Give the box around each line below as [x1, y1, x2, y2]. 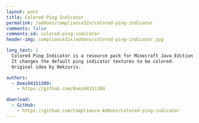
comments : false [6, 25, 46, 32]
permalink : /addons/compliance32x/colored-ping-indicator [6, 20, 153, 26]
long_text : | [6, 47, 39, 54]
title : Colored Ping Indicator [6, 14, 84, 20]
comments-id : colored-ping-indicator [6, 31, 100, 37]
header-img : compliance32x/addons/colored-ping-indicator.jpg [6, 36, 164, 42]
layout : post [6, 8, 39, 15]
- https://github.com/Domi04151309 [17, 86, 105, 92]
